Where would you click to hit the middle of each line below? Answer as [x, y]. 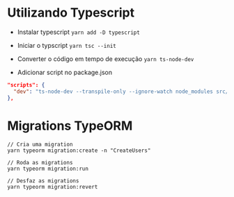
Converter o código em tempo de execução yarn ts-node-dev [106, 59]
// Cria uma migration [40, 144]
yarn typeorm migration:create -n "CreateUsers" [79, 151]
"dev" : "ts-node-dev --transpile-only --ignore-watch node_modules [114, 92]
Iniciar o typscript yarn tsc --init [67, 45]
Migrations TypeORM [70, 126]
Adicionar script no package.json [65, 72]
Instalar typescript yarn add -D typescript [79, 32]
